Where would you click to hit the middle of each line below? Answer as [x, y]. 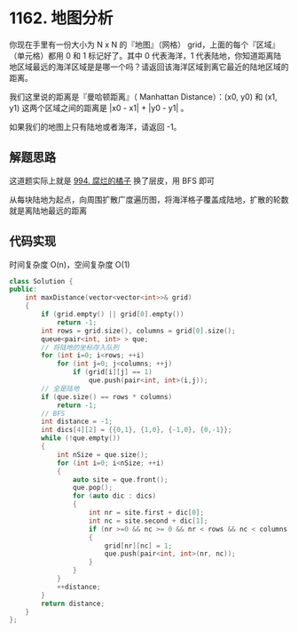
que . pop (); [93, 488]
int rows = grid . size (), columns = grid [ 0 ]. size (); [139, 331]
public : [24, 290]
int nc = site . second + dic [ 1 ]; [148, 521]
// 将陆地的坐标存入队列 [80, 348]
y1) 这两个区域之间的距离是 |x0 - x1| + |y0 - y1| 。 [99, 108]
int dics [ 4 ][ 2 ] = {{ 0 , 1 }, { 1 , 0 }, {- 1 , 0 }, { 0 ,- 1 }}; [137, 430]
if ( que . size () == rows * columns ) [107, 396]
